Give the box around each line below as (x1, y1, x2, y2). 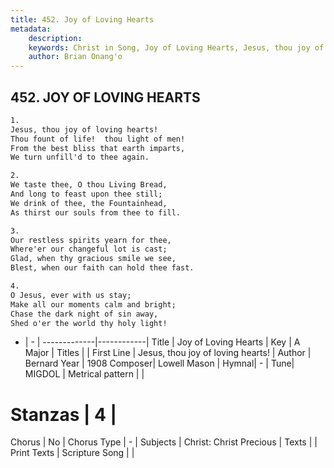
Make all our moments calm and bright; (10, 299, 177, 310)
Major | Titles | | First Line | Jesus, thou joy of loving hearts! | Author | (24, 347, 312, 359)
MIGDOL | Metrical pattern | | (24, 368, 145, 380)
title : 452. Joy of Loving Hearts (10, 14, 155, 25)
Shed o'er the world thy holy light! (10, 318, 168, 328)
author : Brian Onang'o (28, 52, 123, 62)
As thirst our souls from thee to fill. (10, 207, 182, 218)
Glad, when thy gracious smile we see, (10, 254, 177, 264)
